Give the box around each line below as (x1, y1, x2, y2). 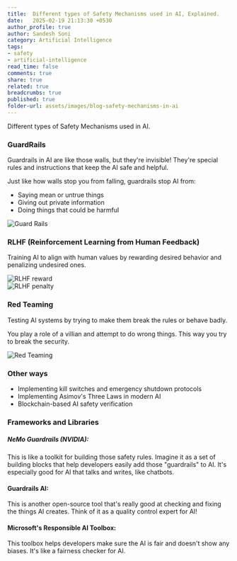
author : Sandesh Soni (7, 30, 71, 38)
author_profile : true (7, 23, 71, 30)
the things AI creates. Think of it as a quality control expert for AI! (7, 507, 198, 516)
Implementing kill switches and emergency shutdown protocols (17, 385, 202, 393)
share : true (7, 76, 42, 84)
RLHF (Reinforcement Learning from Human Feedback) (7, 237, 200, 247)
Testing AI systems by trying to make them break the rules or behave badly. (7, 316, 228, 324)
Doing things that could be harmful (17, 206, 120, 215)
